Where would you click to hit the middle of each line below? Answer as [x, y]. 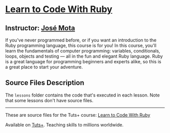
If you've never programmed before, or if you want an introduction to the [81, 40]
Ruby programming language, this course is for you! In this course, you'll [81, 46]
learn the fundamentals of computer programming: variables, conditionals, [83, 51]
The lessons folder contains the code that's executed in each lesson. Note [83, 95]
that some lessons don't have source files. [49, 100]
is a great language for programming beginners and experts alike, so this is [83, 61]
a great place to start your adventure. [44, 67]
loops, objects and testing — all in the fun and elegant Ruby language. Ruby [84, 56]
